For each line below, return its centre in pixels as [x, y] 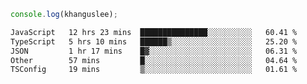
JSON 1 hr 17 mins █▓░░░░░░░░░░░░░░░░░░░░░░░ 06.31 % [154, 51]
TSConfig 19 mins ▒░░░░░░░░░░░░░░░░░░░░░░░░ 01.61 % [154, 70]
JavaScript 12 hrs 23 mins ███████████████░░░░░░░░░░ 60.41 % [154, 32]
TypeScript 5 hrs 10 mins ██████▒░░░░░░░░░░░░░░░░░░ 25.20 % [154, 41]
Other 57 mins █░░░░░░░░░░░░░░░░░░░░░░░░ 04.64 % [154, 60]
